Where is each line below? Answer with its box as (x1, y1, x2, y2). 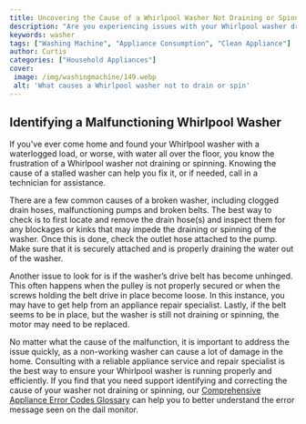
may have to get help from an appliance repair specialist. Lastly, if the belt (9, 299, 287, 310)
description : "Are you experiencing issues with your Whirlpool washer (9, 22, 287, 31)
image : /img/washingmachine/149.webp (13, 73, 157, 82)
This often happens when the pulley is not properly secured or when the (9, 280, 280, 291)
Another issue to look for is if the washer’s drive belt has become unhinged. (9, 270, 293, 282)
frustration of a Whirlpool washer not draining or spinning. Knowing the (9, 158, 277, 169)
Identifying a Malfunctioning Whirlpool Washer (9, 115, 282, 130)
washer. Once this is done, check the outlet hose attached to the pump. (9, 234, 278, 245)
